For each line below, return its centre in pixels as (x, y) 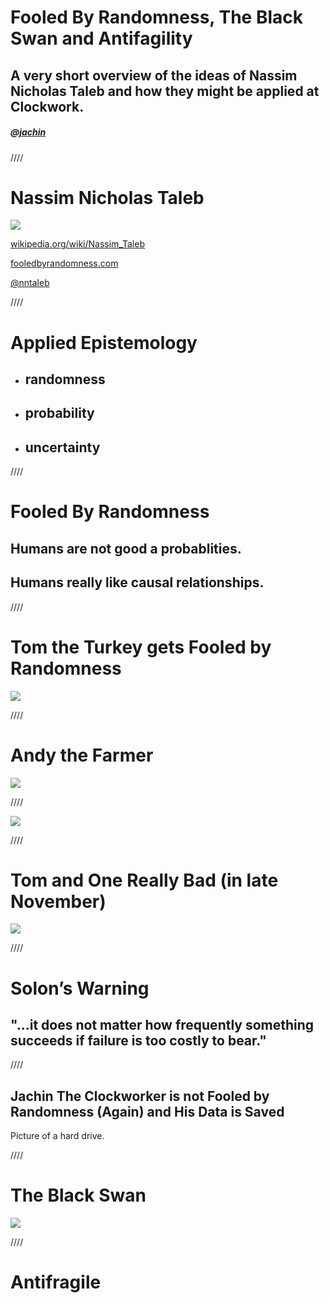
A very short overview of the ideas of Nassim (154, 75)
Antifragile (56, 1282)
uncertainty (62, 447)
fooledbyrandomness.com (64, 263)
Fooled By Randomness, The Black (156, 17)
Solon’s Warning (80, 988)
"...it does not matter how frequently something (162, 1025)
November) (58, 901)
